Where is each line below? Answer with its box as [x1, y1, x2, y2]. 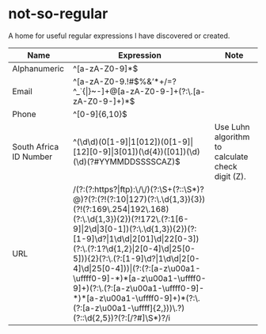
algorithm [214, 131, 250, 142]
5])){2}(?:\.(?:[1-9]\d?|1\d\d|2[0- [72, 252, 200, 264]
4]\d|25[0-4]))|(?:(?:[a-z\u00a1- [72, 263, 201, 274]
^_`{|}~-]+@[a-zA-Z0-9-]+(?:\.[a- [72, 85, 206, 97]
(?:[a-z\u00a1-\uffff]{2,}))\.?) [72, 302, 185, 313]
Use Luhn [214, 121, 251, 132]
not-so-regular [8, 5, 108, 23]
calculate [214, 151, 249, 162]
